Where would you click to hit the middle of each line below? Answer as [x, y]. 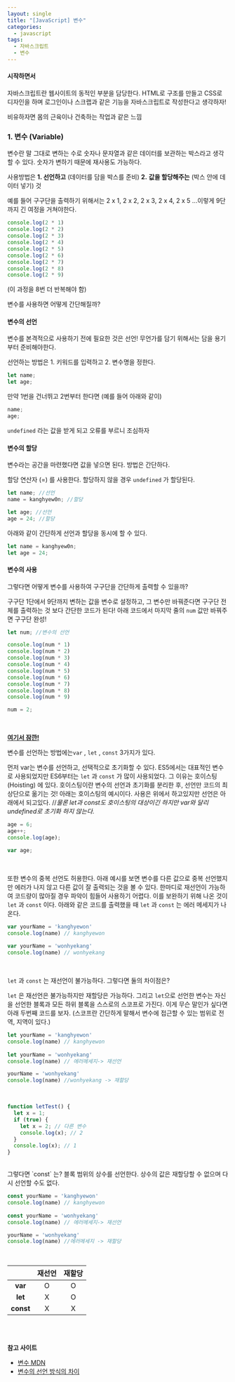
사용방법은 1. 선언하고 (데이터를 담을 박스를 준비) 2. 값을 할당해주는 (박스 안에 [113, 177]
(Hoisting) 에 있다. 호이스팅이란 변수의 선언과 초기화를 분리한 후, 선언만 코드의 [114, 785]
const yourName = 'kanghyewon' [53, 1196]
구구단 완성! [31, 619]
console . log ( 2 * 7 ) [36, 262]
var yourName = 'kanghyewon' [50, 926]
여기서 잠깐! [23, 738]
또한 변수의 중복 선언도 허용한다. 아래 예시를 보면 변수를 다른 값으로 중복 [105, 878]
